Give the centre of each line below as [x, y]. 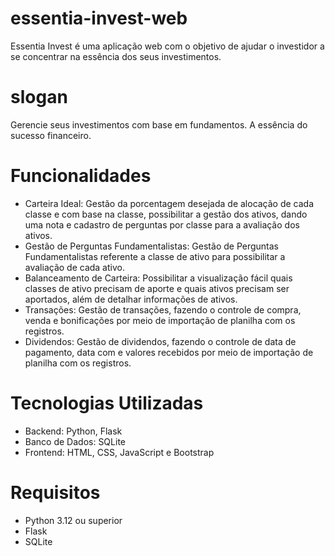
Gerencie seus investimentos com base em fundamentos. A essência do [159, 124]
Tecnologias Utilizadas [107, 403]
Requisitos [55, 492]
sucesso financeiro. [51, 135]
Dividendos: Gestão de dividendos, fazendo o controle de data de [160, 341]
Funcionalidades [81, 176]
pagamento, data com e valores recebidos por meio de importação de [169, 352]
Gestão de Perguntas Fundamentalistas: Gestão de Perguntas [151, 246]
